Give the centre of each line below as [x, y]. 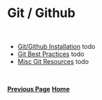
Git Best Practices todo [51, 54]
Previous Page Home [39, 89]
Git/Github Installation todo [56, 46]
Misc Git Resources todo [53, 61]
